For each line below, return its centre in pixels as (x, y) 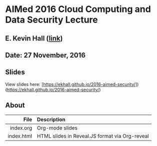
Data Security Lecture (52, 20)
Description (51, 119)
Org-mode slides (57, 127)
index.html (20, 136)
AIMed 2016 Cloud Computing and (78, 9)
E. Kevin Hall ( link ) (34, 38)
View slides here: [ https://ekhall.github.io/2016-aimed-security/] (71, 84)
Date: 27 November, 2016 (45, 55)
